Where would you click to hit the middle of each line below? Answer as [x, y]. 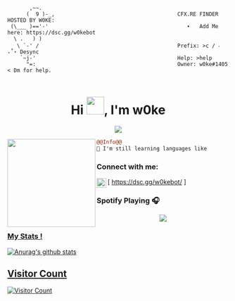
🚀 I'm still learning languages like [152, 148]
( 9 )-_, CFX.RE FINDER [122, 14]
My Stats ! [25, 236]
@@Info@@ [109, 142]
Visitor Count [37, 273]
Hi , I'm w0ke [118, 110]
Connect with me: [128, 167]
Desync [30, 52]
